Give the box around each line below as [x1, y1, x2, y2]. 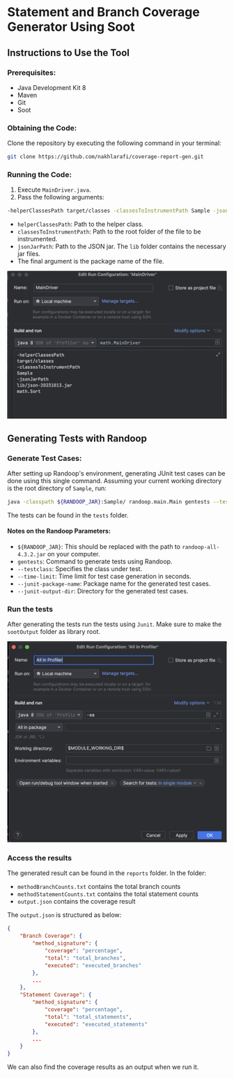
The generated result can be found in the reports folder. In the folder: [7, 869, 207, 877]
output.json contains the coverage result [17, 897, 136, 906]
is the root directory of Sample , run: [7, 484, 107, 492]
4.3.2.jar [17, 552, 47, 559]
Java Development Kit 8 [17, 83, 86, 91]
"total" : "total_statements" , [44, 1013, 132, 1020]
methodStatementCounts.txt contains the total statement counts [17, 890, 199, 898]
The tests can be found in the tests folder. [7, 510, 129, 519]
